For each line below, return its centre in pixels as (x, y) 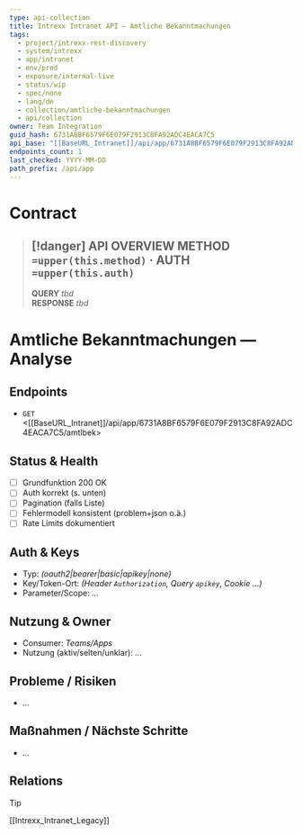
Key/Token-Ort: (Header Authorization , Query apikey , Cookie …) (142, 584)
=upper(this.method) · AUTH (111, 260)
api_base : (28, 143)
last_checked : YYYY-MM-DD (58, 160)
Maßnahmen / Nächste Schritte (99, 731)
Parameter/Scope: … (60, 593)
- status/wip (42, 85)
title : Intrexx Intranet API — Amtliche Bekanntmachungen (120, 26)
